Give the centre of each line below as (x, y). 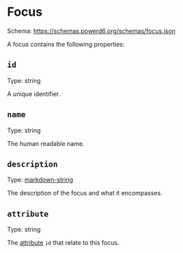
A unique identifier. (34, 94)
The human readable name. (46, 143)
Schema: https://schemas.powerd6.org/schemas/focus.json (91, 31)
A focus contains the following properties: (66, 44)
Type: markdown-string (40, 180)
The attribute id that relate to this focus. (63, 243)
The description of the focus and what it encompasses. (85, 193)
